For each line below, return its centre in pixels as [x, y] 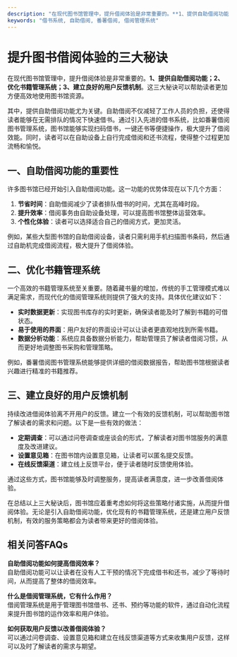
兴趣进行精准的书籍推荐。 [44, 371]
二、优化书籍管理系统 [54, 270]
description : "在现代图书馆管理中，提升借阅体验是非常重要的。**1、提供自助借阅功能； [121, 14]
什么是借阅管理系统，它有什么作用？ [60, 596]
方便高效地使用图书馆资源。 [48, 96]
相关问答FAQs [38, 545]
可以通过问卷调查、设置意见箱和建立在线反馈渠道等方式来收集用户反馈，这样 [119, 637]
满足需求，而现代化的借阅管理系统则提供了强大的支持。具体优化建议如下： [115, 297]
